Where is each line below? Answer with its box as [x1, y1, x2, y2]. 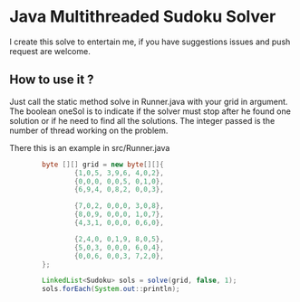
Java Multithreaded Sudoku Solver [9, 6, 276, 27]
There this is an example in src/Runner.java [9, 142, 170, 153]
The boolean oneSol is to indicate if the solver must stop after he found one [9, 106, 292, 117]
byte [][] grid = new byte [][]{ [42, 160, 165, 169]
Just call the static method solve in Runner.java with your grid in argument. [9, 96, 288, 107]
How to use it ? [9, 72, 94, 88]
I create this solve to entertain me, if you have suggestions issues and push [9, 36, 291, 47]
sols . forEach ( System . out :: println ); [42, 285, 180, 294]
